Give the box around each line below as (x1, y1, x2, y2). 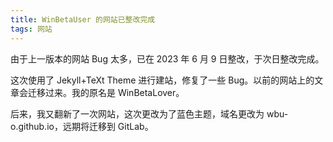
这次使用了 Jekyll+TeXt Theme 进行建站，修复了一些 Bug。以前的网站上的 (10, 74, 315, 86)
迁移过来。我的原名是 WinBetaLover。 (27, 86, 185, 98)
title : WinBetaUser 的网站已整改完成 (10, 14, 156, 25)
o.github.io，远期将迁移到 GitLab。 (10, 120, 154, 132)
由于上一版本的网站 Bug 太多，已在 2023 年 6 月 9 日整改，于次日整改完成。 (10, 52, 325, 65)
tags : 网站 (10, 24, 53, 34)
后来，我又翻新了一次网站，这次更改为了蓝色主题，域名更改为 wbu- (10, 107, 289, 120)
